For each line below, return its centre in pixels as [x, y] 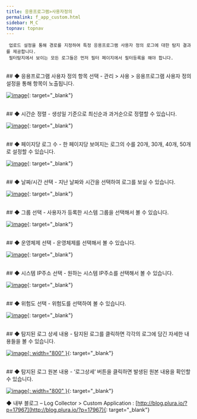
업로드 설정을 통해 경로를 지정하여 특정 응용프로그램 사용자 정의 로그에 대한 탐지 [94, 46]
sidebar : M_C [22, 23]
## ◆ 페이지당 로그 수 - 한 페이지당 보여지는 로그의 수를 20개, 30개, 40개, [93, 144]
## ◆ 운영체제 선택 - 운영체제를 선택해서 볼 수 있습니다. [71, 243]
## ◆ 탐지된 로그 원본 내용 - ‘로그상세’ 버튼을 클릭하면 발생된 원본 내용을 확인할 [99, 372]
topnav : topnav [25, 28]
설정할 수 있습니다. [34, 152]
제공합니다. [24, 52]
